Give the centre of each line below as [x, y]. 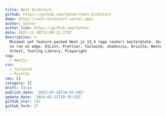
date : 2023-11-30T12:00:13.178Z [38, 33]
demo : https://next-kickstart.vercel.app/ [49, 19]
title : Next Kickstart [28, 10]
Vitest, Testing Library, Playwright [48, 51]
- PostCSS [20, 74]
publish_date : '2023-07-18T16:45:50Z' [45, 92]
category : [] [19, 83]
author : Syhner [21, 23]
